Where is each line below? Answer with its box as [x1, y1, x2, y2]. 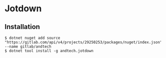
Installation [4, 23, 40, 31]
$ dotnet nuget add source [4, 35, 60, 40]
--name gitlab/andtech [4, 44, 52, 49]
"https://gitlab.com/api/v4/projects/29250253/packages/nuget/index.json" [4, 40, 163, 45]
